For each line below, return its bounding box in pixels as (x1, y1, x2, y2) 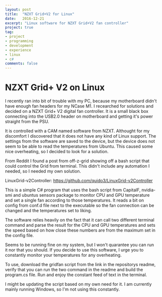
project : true (5, 25, 34, 30)
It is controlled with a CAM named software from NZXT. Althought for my (5, 128, 150, 134)
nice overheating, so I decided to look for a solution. (5, 149, 109, 155)
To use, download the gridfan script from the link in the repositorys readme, (5, 262, 156, 267)
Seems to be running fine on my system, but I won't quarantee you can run (5, 242, 154, 248)
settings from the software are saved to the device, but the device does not (5, 139, 155, 144)
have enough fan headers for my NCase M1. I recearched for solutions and (5, 103, 154, 109)
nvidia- (141, 187, 156, 193)
